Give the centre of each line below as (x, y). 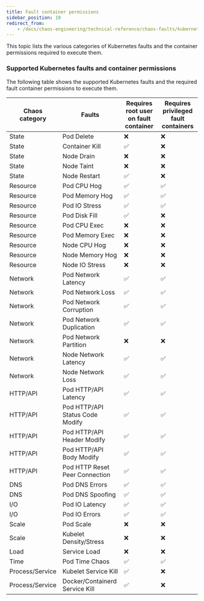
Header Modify (84, 440)
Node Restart (81, 176)
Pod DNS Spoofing (89, 495)
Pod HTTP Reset (86, 467)
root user (139, 111)
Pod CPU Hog (82, 186)
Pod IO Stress (82, 206)
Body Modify (80, 457)
